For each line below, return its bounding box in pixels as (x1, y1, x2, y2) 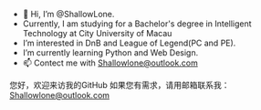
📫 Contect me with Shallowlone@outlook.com (22, 57, 198, 68)
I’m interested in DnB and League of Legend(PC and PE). (22, 37, 236, 48)
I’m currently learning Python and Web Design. (22, 47, 199, 58)
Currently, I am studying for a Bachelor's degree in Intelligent (22, 18, 253, 29)
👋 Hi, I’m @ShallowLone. (22, 9, 115, 19)
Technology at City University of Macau (22, 28, 172, 38)
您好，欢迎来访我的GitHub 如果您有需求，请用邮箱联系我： (9, 80, 230, 90)
